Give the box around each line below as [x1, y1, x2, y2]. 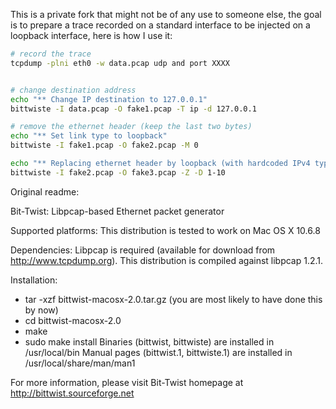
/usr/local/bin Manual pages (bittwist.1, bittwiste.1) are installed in [24, 346, 293, 358]
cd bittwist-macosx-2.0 [24, 314, 122, 326]
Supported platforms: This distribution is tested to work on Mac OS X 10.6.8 [10, 224, 321, 236]
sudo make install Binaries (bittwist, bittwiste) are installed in [24, 335, 275, 348]
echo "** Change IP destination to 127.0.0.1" [10, 94, 208, 104]
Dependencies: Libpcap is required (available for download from [10, 244, 276, 256]
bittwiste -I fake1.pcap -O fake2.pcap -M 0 [10, 140, 199, 151]
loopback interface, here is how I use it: [10, 30, 173, 41]
